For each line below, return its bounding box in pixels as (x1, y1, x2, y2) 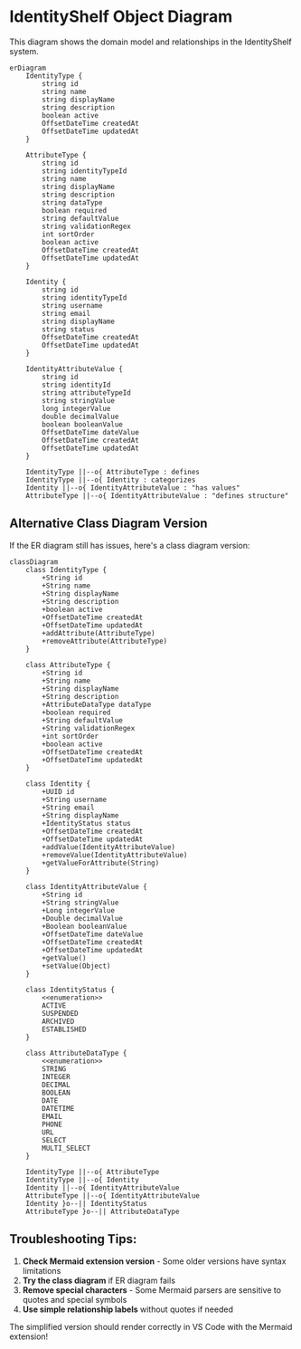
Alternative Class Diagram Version (9, 516, 208, 531)
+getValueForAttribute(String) (42, 858, 160, 867)
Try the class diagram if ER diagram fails (22, 1275, 176, 1286)
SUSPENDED (42, 1009, 79, 1018)
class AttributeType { (25, 660, 111, 669)
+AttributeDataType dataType (42, 700, 152, 709)
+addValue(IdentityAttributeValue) (42, 842, 176, 852)
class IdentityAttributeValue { (25, 882, 147, 891)
